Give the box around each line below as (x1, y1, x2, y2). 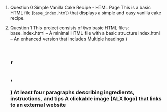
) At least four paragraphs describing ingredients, (10, 89, 135, 96)
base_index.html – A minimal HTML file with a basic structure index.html (10, 30, 160, 36)
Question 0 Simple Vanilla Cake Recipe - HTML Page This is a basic (10, 5, 151, 10)
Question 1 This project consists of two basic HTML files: (10, 25, 129, 31)
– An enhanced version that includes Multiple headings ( (10, 35, 128, 42)
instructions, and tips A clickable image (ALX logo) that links (10, 95, 162, 102)
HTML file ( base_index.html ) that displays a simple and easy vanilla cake (10, 10, 162, 16)
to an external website (10, 101, 66, 108)
